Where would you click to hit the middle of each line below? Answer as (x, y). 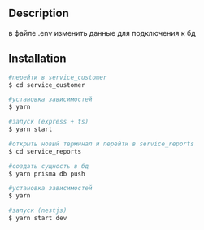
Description (39, 13)
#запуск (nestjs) (38, 210)
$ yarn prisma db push (47, 174)
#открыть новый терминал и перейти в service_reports (102, 144)
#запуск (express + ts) (49, 122)
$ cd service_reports (45, 151)
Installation (37, 59)
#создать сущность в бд (49, 166)
